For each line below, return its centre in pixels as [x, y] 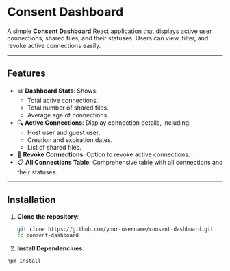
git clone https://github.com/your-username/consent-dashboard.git [115, 229]
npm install [24, 261]
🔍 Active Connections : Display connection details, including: [104, 122]
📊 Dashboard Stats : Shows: [57, 91]
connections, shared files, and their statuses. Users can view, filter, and [108, 38]
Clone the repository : [48, 216]
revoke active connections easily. [54, 45]
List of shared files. [54, 147]
